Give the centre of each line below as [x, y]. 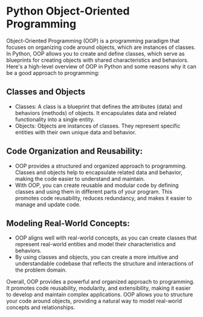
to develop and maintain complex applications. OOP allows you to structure [100, 295]
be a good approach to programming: [53, 73]
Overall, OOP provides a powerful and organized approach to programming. [101, 282]
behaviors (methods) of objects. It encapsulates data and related [95, 113]
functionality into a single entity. [55, 119]
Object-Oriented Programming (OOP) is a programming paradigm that [93, 41]
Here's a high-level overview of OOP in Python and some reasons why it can [101, 66]
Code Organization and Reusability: [75, 152]
